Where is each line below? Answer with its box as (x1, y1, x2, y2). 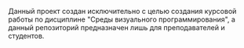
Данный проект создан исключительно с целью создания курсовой (8, 7, 237, 15)
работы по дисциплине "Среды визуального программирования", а (8, 15, 235, 24)
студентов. (8, 31, 45, 40)
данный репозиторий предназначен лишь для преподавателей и (8, 23, 225, 32)
